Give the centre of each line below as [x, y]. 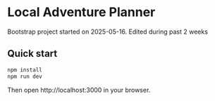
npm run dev [25, 76]
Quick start [32, 54]
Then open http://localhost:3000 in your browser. [79, 90]
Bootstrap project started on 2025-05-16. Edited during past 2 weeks [107, 32]
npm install [25, 70]
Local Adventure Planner [81, 12]
